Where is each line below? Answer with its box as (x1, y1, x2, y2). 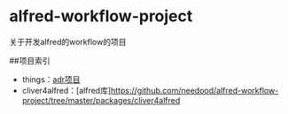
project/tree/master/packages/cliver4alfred (21, 95, 181, 105)
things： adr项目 (21, 73, 82, 85)
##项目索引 (9, 55, 51, 65)
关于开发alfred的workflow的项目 (9, 36, 127, 47)
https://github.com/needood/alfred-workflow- (110, 85, 279, 95)
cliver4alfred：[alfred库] (21, 85, 112, 95)
